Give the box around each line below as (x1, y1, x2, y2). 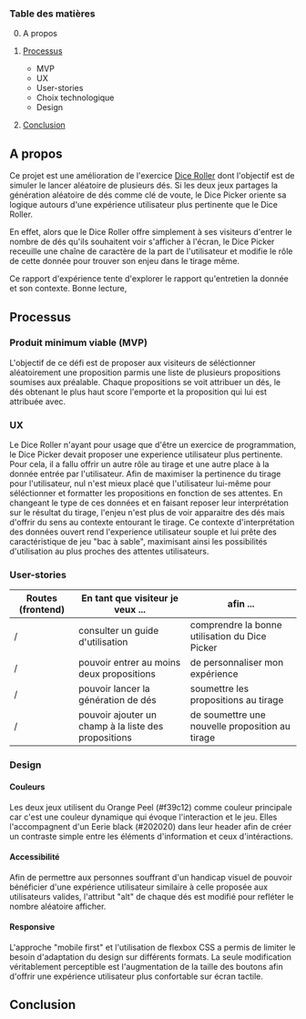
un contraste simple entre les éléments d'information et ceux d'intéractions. (9, 830, 293, 841)
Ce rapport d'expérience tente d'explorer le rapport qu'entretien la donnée (9, 273, 289, 284)
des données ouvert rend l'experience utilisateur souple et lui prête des (9, 526, 278, 537)
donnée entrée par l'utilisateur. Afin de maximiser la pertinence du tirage (9, 468, 281, 480)
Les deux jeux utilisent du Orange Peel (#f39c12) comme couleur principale (9, 801, 293, 812)
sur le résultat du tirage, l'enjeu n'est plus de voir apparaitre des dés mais (9, 507, 285, 518)
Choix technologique (36, 92, 115, 103)
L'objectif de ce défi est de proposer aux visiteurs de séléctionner (9, 357, 257, 368)
